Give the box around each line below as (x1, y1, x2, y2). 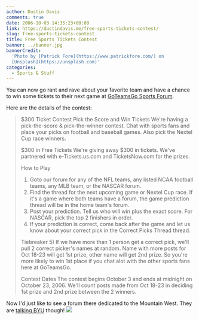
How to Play (20, 164, 51, 172)
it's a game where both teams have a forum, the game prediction (29, 195, 189, 202)
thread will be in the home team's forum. (29, 202, 130, 209)
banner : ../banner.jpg (6, 42, 63, 48)
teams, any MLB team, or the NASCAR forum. (29, 182, 142, 190)
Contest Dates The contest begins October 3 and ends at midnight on (20, 276, 192, 283)
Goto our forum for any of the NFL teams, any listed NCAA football (29, 176, 193, 183)
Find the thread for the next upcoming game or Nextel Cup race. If (29, 189, 193, 196)
